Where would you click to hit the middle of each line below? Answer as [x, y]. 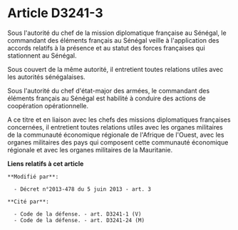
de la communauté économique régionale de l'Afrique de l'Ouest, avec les [116, 135]
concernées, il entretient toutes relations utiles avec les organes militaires [115, 127]
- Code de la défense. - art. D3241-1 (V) [78, 214]
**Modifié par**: [33, 177]
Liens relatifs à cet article [46, 163]
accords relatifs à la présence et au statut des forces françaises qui [106, 48]
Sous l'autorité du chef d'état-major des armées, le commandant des [109, 90]
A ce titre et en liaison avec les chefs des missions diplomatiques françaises [119, 120]
